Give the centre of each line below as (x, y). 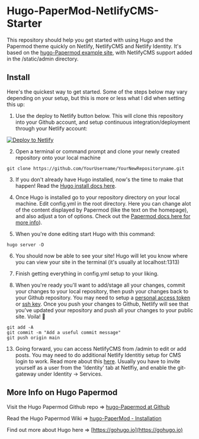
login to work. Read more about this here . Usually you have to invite (97, 361)
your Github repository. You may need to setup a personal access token (103, 297)
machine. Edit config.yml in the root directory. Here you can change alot (103, 203)
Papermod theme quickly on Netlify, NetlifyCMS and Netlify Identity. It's (94, 46)
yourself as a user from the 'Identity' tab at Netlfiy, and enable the (96, 367)
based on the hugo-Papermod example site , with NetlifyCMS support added (99, 52)
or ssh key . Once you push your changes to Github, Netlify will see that (102, 304)
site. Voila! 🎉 (31, 316)
